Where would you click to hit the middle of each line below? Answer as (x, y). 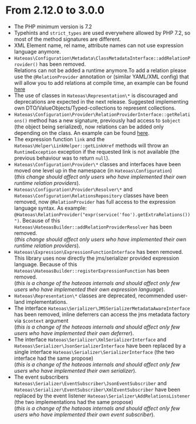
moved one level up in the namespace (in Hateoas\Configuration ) (93, 170)
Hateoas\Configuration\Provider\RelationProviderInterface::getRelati (102, 115)
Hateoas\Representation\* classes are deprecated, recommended (94, 296)
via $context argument (41, 320)
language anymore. (37, 51)
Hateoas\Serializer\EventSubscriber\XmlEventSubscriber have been (97, 389)
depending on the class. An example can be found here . (82, 132)
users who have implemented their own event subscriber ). (84, 414)
